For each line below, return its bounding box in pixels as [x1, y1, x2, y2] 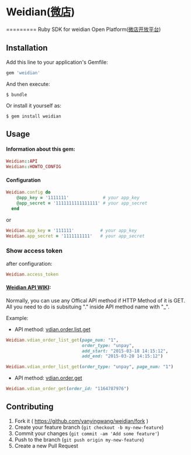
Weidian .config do [6, 189, 51, 196]
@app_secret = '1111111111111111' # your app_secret [16, 200, 148, 206]
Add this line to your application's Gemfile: [6, 58, 108, 65]
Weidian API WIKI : [6, 284, 51, 291]
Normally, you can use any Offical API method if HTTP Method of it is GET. [6, 297, 186, 304]
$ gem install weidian [6, 113, 61, 119]
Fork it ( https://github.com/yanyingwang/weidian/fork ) [14, 417, 149, 424]
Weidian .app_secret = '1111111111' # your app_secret [6, 233, 145, 239]
